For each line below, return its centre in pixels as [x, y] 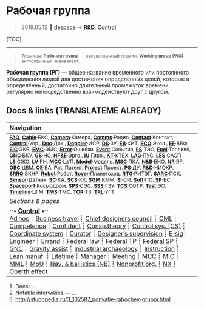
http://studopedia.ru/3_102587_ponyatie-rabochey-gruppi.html [93, 299]
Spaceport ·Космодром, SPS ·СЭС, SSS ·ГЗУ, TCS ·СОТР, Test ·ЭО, [88, 186]
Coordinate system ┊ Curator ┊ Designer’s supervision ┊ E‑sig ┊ [99, 233]
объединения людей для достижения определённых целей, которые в [98, 79]
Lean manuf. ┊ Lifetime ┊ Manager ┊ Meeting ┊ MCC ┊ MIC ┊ [94, 256]
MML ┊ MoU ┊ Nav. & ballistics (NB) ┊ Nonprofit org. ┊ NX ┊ [93, 264]
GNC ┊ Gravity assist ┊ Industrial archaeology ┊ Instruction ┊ [95, 248]
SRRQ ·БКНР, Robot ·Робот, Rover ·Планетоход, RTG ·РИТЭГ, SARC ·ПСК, [96, 174]
